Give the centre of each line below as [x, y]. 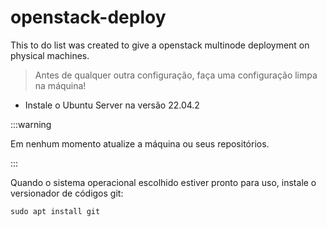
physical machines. [50, 55]
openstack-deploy [88, 17]
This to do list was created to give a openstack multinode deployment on [160, 45]
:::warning [31, 124]
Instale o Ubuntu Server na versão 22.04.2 [112, 105]
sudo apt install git [55, 211]
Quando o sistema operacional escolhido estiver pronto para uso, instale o [163, 182]
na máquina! [60, 85]
